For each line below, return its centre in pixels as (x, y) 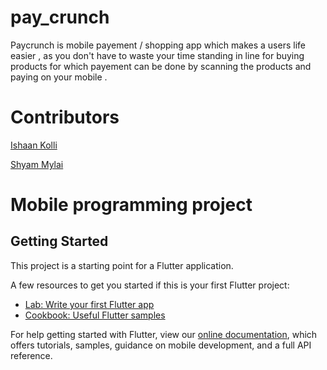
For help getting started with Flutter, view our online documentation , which (164, 334)
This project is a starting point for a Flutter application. (122, 265)
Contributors (65, 117)
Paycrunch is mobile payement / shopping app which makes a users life (158, 45)
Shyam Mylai (37, 164)
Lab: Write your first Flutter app (89, 304)
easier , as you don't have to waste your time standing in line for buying (157, 55)
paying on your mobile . (59, 77)
